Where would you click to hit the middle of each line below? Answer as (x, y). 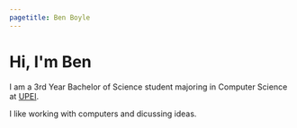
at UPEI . (24, 96)
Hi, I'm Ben (50, 61)
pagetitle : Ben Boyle (50, 17)
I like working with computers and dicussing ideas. (103, 114)
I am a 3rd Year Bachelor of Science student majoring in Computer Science (148, 87)
